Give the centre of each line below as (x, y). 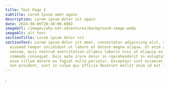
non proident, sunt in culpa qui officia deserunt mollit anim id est (85, 65)
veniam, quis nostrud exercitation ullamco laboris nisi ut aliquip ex (87, 51)
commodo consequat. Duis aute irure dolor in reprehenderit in (77, 56)
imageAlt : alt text (26, 33)
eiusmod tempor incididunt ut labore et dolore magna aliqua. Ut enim (85, 47)
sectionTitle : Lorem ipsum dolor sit (45, 38)
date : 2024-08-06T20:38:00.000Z (39, 24)
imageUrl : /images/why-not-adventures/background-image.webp (71, 28)
